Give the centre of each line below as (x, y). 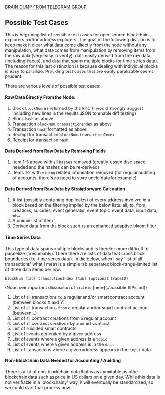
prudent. (14, 76)
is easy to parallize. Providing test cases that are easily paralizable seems (79, 71)
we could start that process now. (38, 387)
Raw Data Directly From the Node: (40, 97)
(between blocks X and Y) (39, 302)
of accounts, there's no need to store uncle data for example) (74, 178)
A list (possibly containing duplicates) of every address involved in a (81, 200)
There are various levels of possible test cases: (53, 86)
